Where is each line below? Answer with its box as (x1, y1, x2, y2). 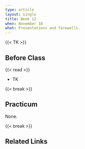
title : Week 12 (5, 16, 37, 21)
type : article (5, 7, 35, 12)
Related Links (5, 137, 48, 146)
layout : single (5, 12, 37, 17)
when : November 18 (5, 21, 43, 26)
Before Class (5, 53, 45, 62)
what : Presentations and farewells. (5, 26, 81, 31)
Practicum (5, 100, 38, 109)
